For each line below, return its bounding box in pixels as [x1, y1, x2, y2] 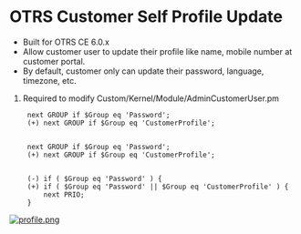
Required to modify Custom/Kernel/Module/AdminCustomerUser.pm [22, 93, 280, 104]
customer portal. [22, 56, 86, 66]
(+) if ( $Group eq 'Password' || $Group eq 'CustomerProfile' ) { [26, 182, 289, 191]
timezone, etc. [22, 75, 77, 86]
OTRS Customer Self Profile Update [9, 6, 283, 27]
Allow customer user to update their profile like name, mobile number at [22, 46, 293, 56]
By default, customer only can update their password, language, [22, 66, 265, 76]
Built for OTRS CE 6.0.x [22, 36, 109, 47]
